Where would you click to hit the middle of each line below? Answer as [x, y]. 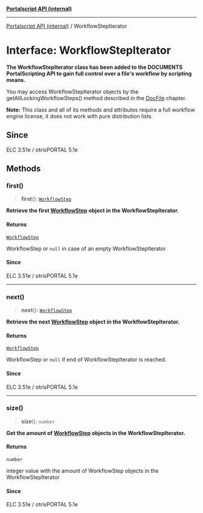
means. [16, 80]
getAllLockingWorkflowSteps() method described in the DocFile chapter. [96, 98]
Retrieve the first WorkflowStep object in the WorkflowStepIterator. [93, 211]
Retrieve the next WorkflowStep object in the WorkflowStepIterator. [93, 322]
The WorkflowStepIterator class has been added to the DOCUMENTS [95, 67]
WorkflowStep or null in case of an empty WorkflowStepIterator [86, 248]
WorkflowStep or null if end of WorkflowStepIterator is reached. [86, 360]
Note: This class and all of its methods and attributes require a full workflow [101, 110]
